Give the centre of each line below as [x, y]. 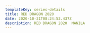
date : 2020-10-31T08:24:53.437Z [38, 18]
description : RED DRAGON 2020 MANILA [45, 23]
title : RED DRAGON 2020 [30, 14]
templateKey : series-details [35, 9]
